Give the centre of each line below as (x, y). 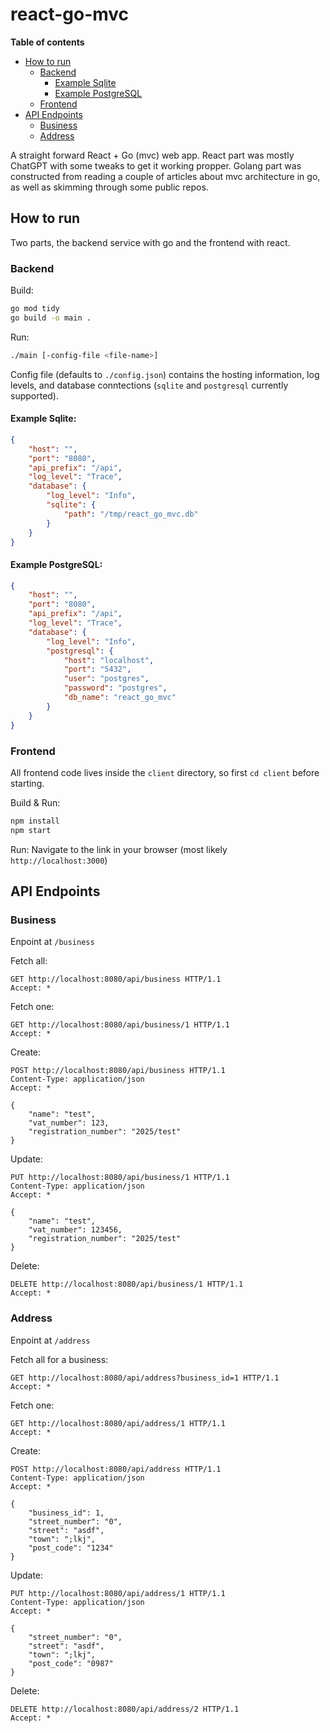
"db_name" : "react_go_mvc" (120, 698)
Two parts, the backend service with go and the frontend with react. (150, 242)
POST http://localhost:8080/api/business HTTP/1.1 (118, 1071)
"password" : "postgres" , (115, 688)
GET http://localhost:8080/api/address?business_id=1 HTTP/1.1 (145, 1378)
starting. (27, 783)
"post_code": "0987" (71, 1663)
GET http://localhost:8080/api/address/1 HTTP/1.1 (118, 1423)
